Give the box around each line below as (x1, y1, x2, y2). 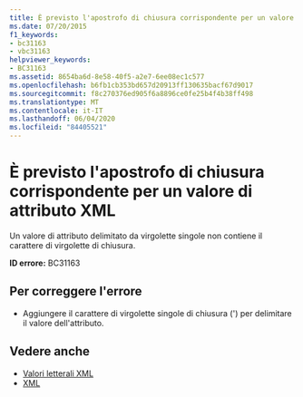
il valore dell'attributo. (22, 317, 104, 328)
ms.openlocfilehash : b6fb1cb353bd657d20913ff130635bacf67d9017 (9, 81, 254, 90)
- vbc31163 (9, 47, 51, 56)
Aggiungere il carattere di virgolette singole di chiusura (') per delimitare (22, 307, 292, 318)
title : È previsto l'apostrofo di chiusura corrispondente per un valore (9, 13, 295, 23)
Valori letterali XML (22, 368, 93, 379)
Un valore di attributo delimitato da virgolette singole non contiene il (9, 230, 263, 241)
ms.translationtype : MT (9, 97, 100, 107)
